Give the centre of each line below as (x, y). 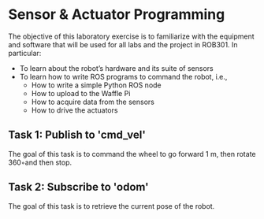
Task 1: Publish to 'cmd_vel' (77, 135)
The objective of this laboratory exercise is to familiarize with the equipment (131, 36)
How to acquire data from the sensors (93, 102)
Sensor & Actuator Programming (117, 15)
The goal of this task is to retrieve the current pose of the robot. (112, 206)
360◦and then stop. (40, 162)
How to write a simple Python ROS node (96, 85)
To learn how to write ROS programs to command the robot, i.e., (123, 76)
